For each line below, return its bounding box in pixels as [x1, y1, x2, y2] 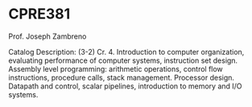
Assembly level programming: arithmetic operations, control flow [8, 64, 223, 73]
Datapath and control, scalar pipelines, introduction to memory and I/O [8, 81, 243, 91]
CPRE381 [8, 5, 71, 23]
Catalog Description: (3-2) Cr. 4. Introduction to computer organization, [8, 47, 245, 56]
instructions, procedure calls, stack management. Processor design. [8, 72, 235, 82]
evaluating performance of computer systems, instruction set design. [8, 56, 238, 65]
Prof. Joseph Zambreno [8, 31, 87, 41]
